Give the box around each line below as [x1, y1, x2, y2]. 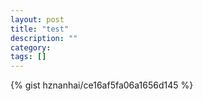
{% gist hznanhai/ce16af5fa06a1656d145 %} [10, 79, 194, 91]
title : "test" [10, 24, 70, 34]
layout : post [10, 14, 65, 25]
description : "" [10, 33, 78, 43]
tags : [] [10, 52, 47, 62]
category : [10, 42, 52, 53]
